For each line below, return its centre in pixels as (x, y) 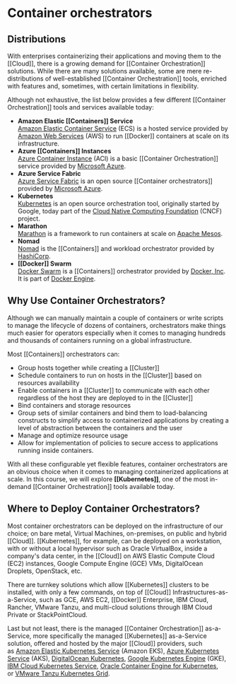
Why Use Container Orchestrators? (87, 301)
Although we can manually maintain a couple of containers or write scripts (116, 318)
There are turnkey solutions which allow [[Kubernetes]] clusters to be (108, 584)
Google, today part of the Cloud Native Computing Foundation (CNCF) (120, 211)
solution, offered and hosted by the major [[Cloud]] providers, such (105, 643)
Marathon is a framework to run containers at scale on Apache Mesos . (120, 234)
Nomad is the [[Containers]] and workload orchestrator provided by (116, 248)
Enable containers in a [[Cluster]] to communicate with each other (113, 390)
